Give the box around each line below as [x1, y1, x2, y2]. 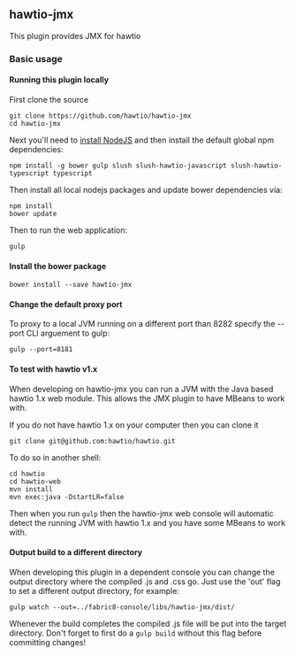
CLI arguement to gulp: [26, 328, 110, 339]
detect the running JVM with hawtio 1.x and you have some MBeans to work [9, 517, 285, 528]
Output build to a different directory [9, 547, 143, 558]
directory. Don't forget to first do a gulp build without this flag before [9, 628, 262, 638]
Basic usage [9, 52, 64, 65]
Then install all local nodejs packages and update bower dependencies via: [9, 184, 283, 195]
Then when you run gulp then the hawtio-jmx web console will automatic [9, 508, 274, 519]
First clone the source [9, 94, 89, 104]
